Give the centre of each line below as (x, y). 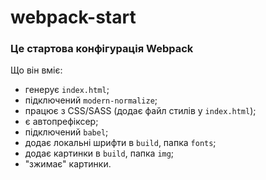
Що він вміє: (36, 70)
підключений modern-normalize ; (91, 100)
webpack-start (73, 17)
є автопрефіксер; (61, 122)
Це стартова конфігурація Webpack (102, 49)
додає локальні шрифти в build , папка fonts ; (120, 143)
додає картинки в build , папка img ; (99, 153)
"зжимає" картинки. (68, 164)
